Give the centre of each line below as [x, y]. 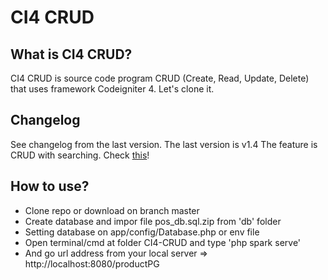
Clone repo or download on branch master [112, 210]
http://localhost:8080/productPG [92, 263]
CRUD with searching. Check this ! [80, 155]
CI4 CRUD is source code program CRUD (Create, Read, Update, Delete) [160, 78]
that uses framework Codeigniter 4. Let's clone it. [112, 89]
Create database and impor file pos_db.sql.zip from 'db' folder [153, 221]
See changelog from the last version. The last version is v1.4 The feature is [164, 144]
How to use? [50, 186]
